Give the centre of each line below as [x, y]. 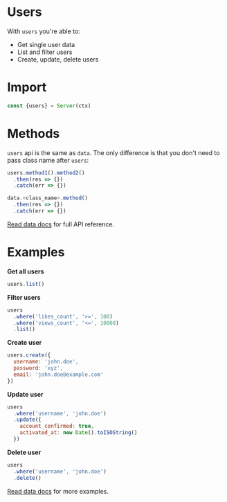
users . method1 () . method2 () [46, 173]
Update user [25, 394]
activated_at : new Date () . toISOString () [79, 433]
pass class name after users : [48, 160]
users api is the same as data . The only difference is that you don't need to [113, 152]
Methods [34, 133]
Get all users [26, 271]
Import [27, 88]
